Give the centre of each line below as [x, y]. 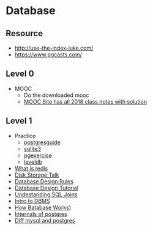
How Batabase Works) [43, 207]
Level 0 [20, 74]
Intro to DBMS [32, 201]
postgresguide [42, 142]
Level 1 [19, 121]
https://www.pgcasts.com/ [48, 55]
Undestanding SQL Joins [46, 194]
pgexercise [38, 155]
